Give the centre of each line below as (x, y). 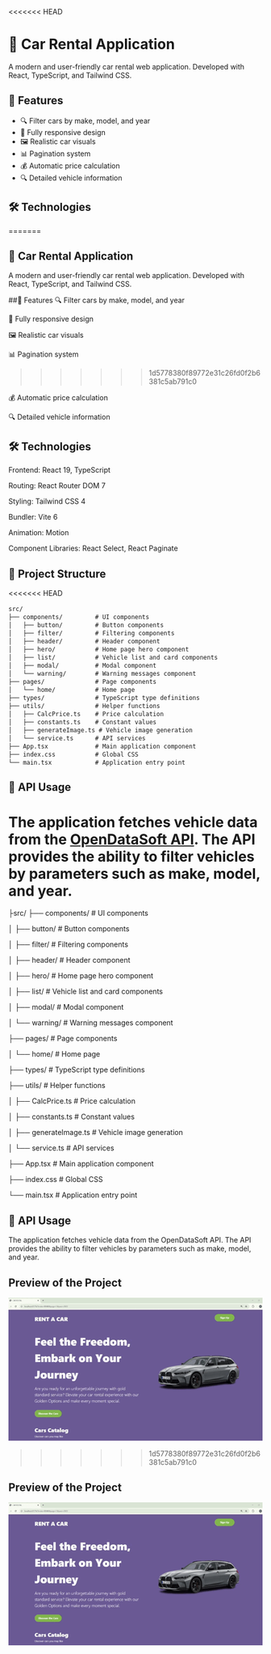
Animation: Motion (39, 533)
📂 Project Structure (57, 574)
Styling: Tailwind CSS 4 (47, 501)
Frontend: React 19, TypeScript (60, 470)
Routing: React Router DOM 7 (57, 486)
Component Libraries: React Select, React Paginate (94, 548)
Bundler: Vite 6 (33, 517)
